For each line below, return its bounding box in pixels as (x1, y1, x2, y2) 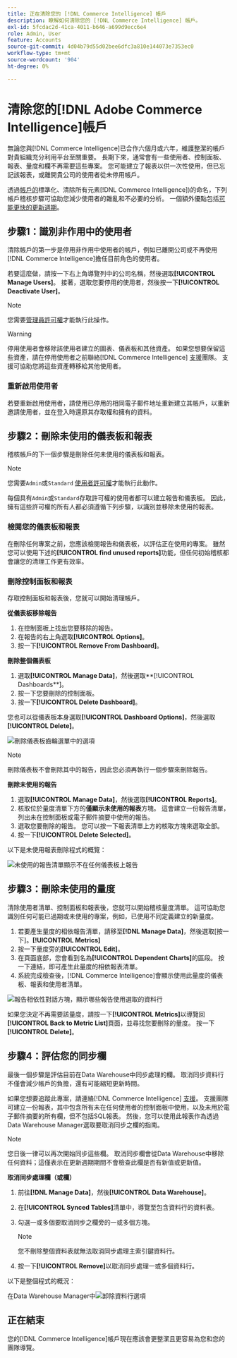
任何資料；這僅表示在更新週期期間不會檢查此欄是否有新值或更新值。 (7, 1158, 205, 1166)
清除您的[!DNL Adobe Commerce (7, 102, 202, 117)
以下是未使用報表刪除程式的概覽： (7, 846, 107, 854)
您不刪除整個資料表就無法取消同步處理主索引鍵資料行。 (17, 1247, 178, 1255)
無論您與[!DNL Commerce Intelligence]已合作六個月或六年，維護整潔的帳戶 (7, 144, 226, 152)
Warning (7, 329, 32, 339)
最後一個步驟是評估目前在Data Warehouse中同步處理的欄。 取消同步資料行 (7, 1070, 224, 1079)
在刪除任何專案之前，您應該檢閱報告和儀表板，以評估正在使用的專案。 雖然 (7, 539, 226, 547)
